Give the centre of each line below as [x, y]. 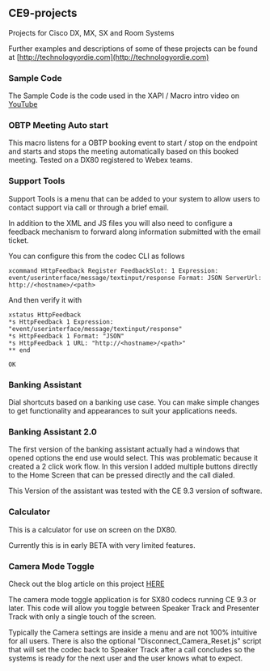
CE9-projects [43, 13]
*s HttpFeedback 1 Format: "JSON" [67, 336]
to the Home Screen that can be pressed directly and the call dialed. [122, 475]
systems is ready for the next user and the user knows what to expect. [126, 658]
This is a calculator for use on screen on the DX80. [93, 529]
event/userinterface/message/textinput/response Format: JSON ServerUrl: [135, 278]
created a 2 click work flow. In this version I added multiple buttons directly [133, 467]
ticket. [19, 240]
